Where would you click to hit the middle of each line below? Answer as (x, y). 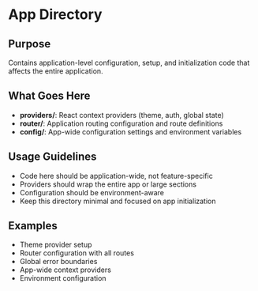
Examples (33, 226)
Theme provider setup (56, 245)
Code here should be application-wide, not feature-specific (116, 176)
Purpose (30, 44)
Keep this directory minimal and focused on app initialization (118, 201)
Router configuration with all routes (77, 253)
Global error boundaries (58, 262)
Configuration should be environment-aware (92, 192)
